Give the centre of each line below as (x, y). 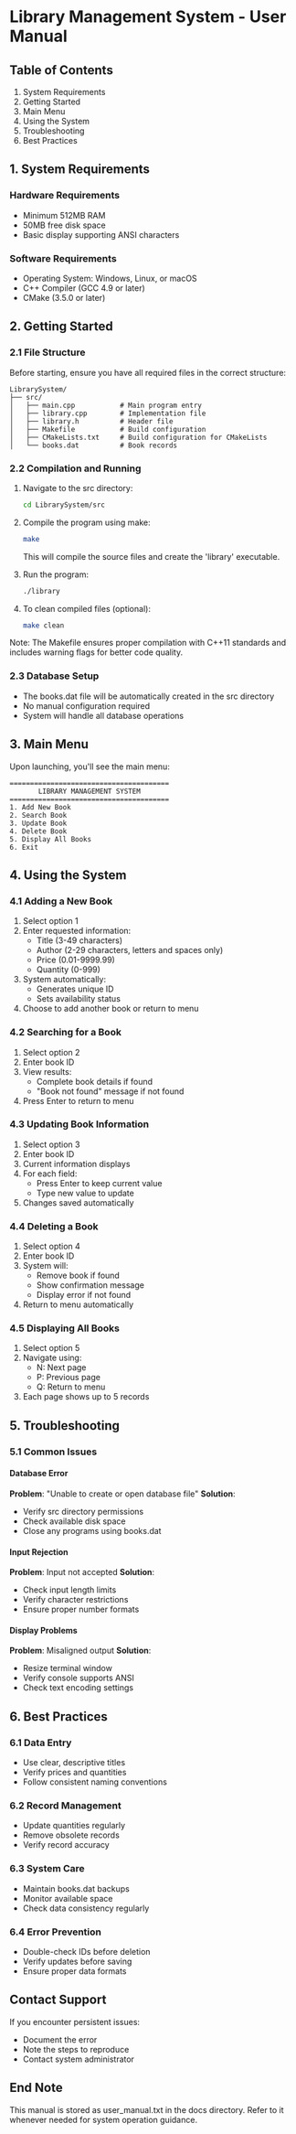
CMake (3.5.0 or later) (64, 297)
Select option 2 (51, 1052)
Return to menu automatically (78, 1304)
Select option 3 (51, 1144)
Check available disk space (74, 1521)
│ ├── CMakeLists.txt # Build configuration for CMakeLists (138, 437)
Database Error (39, 1474)
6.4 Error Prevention (56, 1932)
